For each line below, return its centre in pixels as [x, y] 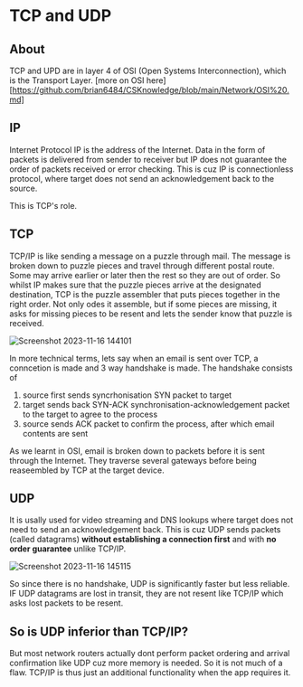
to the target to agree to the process [90, 414]
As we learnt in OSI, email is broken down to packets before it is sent [137, 451]
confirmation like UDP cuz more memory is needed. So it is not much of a [146, 663]
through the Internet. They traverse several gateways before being [133, 460]
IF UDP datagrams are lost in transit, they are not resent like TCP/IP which [147, 594]
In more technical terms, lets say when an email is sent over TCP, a [134, 358]
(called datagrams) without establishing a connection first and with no [143, 540]
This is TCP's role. [43, 205]
